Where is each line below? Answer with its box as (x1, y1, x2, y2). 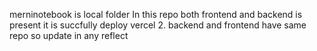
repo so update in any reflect (9, 30, 129, 41)
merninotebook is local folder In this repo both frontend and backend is (9, 9, 303, 20)
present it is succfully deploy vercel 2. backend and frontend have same (9, 19, 307, 31)
